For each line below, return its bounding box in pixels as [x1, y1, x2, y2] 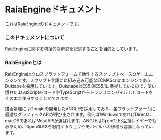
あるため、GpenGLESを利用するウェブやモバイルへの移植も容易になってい [5, 124, 153, 129]
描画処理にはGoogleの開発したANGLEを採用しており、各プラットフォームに [5, 105, 156, 111]
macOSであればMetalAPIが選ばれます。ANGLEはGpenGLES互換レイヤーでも [5, 117, 157, 123]
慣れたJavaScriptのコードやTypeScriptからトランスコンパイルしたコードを [5, 89, 153, 95]
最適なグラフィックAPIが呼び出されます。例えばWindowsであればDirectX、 [5, 112, 154, 117]
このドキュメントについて [5, 34, 64, 41]
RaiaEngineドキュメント [5, 4, 102, 15]
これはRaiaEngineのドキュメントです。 [5, 21, 82, 27]
